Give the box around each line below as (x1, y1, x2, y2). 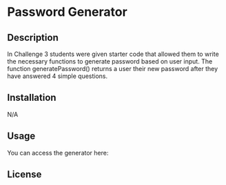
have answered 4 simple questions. (7, 72, 108, 80)
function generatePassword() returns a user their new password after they (7, 65, 218, 72)
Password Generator (7, 4, 127, 20)
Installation (7, 92, 56, 104)
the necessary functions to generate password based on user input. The (7, 57, 213, 66)
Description (7, 32, 59, 43)
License (7, 168, 42, 180)
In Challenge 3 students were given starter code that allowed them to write (7, 50, 219, 58)
